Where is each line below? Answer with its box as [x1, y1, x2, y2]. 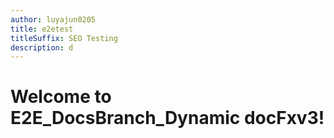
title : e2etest [10, 24, 74, 34]
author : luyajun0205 [10, 14, 97, 25]
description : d [10, 42, 74, 53]
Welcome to [10, 86, 112, 108]
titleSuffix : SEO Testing [10, 33, 118, 43]
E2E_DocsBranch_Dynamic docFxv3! [10, 107, 325, 130]
